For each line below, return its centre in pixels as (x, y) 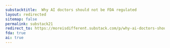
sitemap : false (21, 19)
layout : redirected (26, 14)
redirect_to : (19, 28)
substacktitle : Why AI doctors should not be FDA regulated (71, 10)
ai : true (14, 38)
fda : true (16, 33)
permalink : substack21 (29, 24)
